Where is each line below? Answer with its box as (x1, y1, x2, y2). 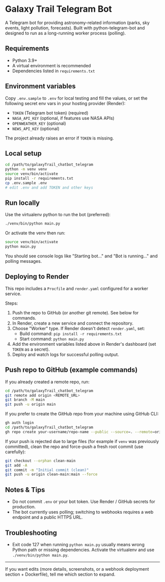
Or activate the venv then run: (5, 230, 65, 236)
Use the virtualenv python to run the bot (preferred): (5, 212, 110, 218)
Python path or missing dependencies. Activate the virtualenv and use (12, 547, 155, 553)
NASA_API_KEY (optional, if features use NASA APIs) (12, 115, 114, 121)
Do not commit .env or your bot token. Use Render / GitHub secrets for (12, 499, 156, 504)
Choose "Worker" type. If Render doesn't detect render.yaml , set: (12, 325, 145, 331)
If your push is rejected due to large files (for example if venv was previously (5, 438, 159, 444)
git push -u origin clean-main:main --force (5, 472, 98, 477)
